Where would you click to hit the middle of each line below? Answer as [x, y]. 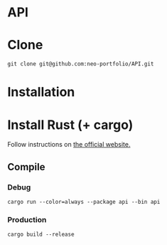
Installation [41, 92]
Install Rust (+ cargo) [70, 125]
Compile [26, 167]
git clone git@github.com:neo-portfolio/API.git [81, 64]
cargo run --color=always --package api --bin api [84, 202]
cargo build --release [41, 235]
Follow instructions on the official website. [69, 145]
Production [27, 219]
